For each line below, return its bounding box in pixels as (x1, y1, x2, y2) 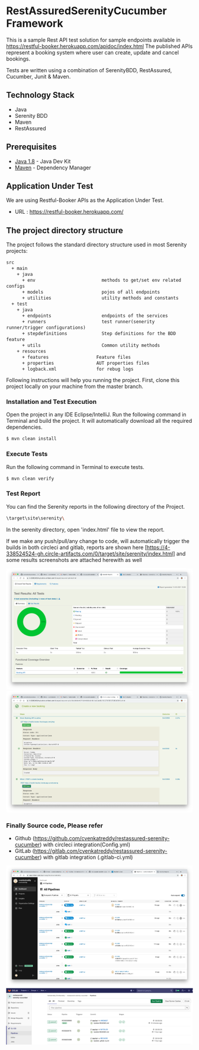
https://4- (146, 544, 171, 551)
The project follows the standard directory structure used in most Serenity (6, 241, 187, 248)
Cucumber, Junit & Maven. (6, 73, 71, 80)
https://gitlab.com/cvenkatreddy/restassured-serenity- (34, 847, 168, 855)
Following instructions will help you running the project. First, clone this (6, 377, 179, 384)
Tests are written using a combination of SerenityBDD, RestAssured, (6, 66, 172, 73)
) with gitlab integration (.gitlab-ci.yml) (39, 854, 133, 861)
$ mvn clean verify (6, 476, 54, 481)
